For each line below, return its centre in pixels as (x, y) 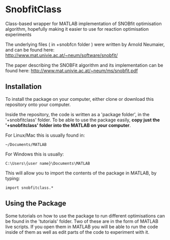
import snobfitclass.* (29, 188)
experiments (18, 34)
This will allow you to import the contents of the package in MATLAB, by (81, 173)
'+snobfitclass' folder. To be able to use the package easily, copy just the (82, 120)
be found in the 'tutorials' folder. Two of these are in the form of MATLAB (82, 221)
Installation (23, 87)
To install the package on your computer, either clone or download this (80, 99)
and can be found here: (30, 50)
